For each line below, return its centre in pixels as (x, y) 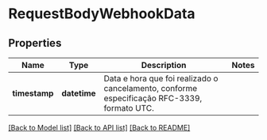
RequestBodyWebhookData (102, 14)
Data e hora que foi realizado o (161, 78)
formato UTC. (129, 108)
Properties (35, 43)
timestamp (33, 93)
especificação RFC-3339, (153, 98)
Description (164, 65)
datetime (79, 93)
